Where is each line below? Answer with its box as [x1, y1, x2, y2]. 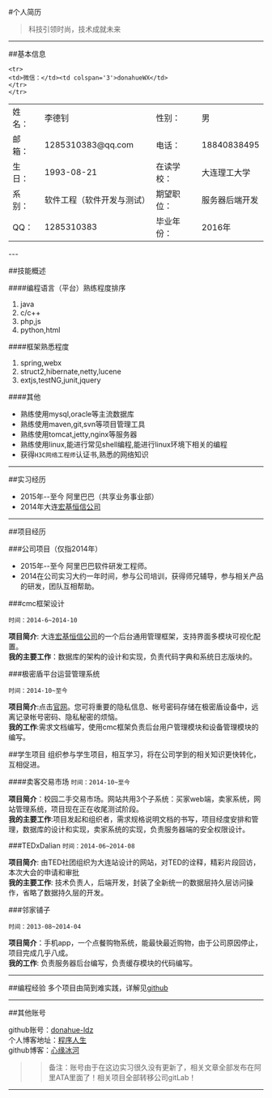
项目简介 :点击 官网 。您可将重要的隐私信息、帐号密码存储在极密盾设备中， [8, 702, 253, 711]
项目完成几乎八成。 [8, 948, 73, 958]
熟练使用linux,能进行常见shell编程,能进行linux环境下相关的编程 [19, 440, 228, 449]
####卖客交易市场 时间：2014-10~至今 [8, 777, 131, 786]
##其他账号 [8, 1008, 46, 1017]
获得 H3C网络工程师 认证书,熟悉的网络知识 [19, 450, 149, 459]
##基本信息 [8, 49, 46, 58]
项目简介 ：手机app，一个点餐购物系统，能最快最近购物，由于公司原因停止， [8, 938, 263, 947]
